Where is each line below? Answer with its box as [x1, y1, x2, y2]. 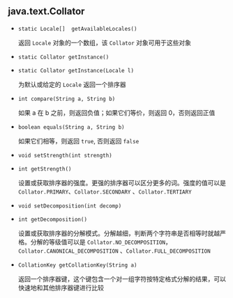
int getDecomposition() [17, 216, 88, 223]
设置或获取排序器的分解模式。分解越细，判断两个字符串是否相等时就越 [17, 229, 220, 237]
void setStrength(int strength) [17, 152, 112, 159]
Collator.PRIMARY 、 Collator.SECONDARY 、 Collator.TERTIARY [17, 187, 192, 196]
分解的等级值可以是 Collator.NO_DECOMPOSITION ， [30, 237, 172, 246]
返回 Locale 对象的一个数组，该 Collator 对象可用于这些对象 [17, 38, 191, 47]
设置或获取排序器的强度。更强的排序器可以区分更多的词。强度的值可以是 [17, 178, 226, 187]
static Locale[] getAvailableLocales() [17, 25, 137, 32]
